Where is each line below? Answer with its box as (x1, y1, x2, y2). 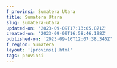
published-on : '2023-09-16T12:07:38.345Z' (6, 36, 113, 42)
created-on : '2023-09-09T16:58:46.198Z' (6, 31, 108, 37)
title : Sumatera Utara (6, 14, 62, 20)
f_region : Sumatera (6, 42, 55, 48)
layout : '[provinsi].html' (6, 47, 73, 53)
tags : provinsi (6, 53, 44, 59)
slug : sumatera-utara (6, 20, 60, 25)
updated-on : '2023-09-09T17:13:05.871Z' (6, 25, 108, 31)
